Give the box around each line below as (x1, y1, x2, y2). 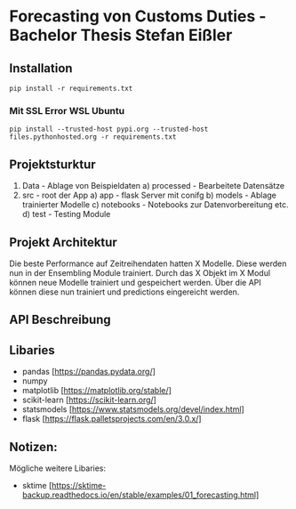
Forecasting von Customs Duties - (9, 6, 267, 27)
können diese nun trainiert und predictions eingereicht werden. (9, 287, 240, 297)
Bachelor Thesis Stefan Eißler (9, 25, 233, 45)
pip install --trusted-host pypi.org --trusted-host (9, 125, 209, 134)
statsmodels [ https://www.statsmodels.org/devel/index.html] (21, 404, 244, 415)
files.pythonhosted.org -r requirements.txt (9, 133, 177, 141)
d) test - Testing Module (21, 209, 111, 220)
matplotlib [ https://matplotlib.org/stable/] (21, 385, 172, 396)
